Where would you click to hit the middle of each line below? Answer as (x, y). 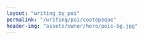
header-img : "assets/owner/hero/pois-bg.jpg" (72, 26)
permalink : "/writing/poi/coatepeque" (61, 20)
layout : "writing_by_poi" (43, 13)
